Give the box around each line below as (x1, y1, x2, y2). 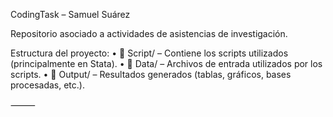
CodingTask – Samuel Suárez (10, 9, 131, 20)
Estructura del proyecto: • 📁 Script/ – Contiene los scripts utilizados (10, 47, 289, 59)
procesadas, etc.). (10, 79, 85, 91)
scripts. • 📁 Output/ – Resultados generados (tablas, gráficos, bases (10, 69, 292, 80)
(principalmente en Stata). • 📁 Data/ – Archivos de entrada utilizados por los (10, 58, 323, 69)
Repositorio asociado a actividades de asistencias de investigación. (10, 28, 288, 39)
